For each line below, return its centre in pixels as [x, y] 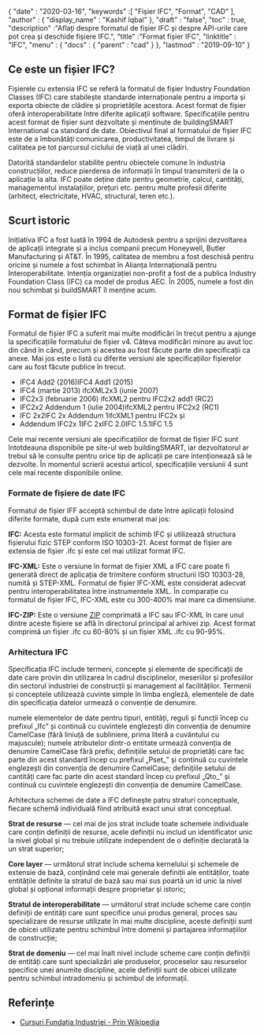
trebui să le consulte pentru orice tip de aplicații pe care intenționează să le [130, 456]
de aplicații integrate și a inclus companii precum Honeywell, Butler [117, 248]
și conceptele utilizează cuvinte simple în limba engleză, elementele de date [131, 694]
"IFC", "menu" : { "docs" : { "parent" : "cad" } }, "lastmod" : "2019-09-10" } [129, 45]
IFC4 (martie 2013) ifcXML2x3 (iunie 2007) [89, 391]
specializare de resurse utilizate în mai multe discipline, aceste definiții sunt [130, 922]
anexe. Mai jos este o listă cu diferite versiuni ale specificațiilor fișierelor [125, 358]
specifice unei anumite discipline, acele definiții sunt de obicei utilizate [123, 970]
